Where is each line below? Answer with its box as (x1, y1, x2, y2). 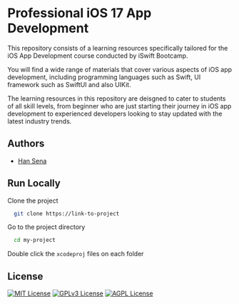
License (7, 270, 44, 283)
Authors (7, 138, 45, 150)
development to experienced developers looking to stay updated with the (7, 109, 223, 118)
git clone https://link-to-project (14, 210, 120, 217)
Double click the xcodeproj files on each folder (7, 250, 144, 258)
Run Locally (7, 177, 61, 190)
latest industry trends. (7, 116, 72, 126)
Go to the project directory (7, 223, 86, 231)
